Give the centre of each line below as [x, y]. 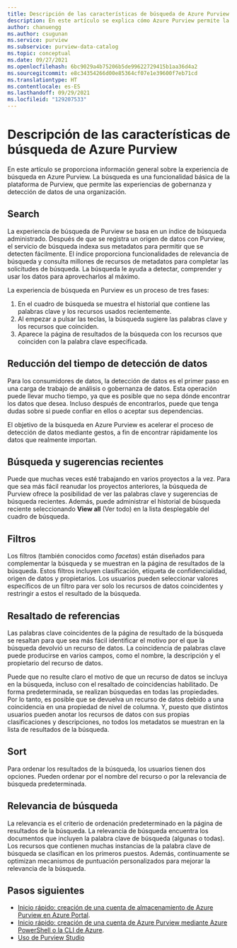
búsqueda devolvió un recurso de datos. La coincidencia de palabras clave [117, 648]
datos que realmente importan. [52, 439]
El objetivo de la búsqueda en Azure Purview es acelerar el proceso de [110, 424]
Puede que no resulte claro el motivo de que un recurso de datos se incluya [117, 677]
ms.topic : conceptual [39, 54]
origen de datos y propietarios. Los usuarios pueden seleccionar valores [113, 579]
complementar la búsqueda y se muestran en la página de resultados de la [116, 563]
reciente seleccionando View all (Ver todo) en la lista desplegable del [109, 509]
